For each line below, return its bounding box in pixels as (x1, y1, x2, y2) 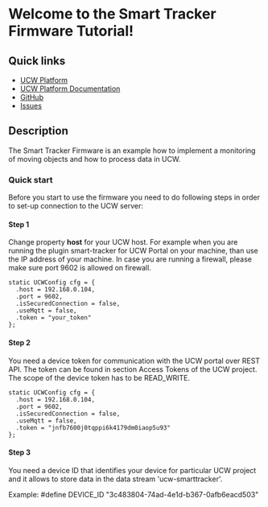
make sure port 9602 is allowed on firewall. (8, 263, 151, 273)
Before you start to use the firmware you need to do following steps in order (8, 192, 260, 202)
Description (8, 124, 68, 138)
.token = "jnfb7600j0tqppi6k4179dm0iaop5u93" (15, 423, 171, 431)
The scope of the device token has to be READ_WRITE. (8, 373, 191, 382)
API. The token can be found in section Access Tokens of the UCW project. (8, 364, 258, 374)
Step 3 (8, 447, 31, 457)
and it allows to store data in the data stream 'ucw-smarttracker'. (8, 474, 223, 484)
